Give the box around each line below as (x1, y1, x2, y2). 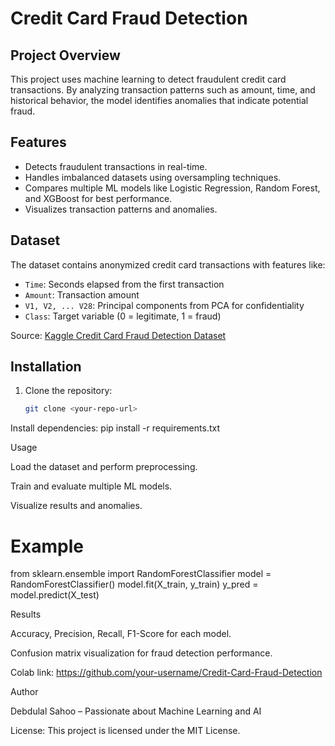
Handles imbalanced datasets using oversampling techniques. (24, 171, 282, 183)
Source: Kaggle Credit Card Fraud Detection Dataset (10, 329, 227, 341)
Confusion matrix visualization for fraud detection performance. (10, 647, 273, 659)
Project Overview (10, 47, 121, 64)
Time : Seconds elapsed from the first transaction (24, 278, 225, 290)
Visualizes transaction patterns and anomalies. (24, 203, 218, 215)
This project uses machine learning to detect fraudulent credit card (10, 73, 287, 85)
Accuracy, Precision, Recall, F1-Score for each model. (10, 628, 232, 640)
